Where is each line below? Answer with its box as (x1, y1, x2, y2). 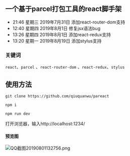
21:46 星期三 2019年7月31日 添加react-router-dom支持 (12, 19, 125, 25)
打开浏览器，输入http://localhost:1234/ (5, 120, 85, 126)
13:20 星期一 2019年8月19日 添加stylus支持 (12, 38, 102, 44)
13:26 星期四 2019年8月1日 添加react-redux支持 (12, 32, 111, 38)
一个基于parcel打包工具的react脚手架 (5, 5, 122, 14)
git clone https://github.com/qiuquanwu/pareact (5, 93, 109, 99)
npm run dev (5, 111, 30, 116)
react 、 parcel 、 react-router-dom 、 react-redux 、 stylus (5, 64, 125, 70)
